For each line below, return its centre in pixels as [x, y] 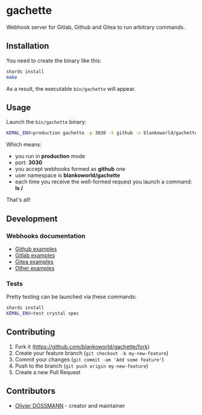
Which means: [24, 144]
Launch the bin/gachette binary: [46, 122]
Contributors [31, 391]
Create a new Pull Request [48, 372]
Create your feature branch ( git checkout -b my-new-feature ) [92, 353]
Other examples [35, 268]
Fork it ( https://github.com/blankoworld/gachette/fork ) [82, 346]
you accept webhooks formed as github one [70, 169]
